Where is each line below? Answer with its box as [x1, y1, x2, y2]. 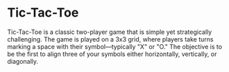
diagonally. [7, 57, 39, 65]
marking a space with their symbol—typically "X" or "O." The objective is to [7, 42, 223, 51]
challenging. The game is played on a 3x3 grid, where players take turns [7, 35, 214, 43]
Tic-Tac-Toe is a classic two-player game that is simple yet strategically [7, 28, 212, 36]
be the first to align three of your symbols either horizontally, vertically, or [7, 50, 217, 58]
